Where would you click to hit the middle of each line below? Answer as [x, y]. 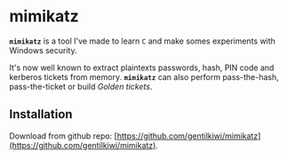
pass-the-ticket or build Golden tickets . [81, 86]
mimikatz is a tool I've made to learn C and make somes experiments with [142, 41]
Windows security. [43, 50]
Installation [41, 114]
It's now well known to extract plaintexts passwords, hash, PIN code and [142, 68]
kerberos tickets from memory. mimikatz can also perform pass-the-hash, [144, 76]
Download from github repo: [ [63, 136]
